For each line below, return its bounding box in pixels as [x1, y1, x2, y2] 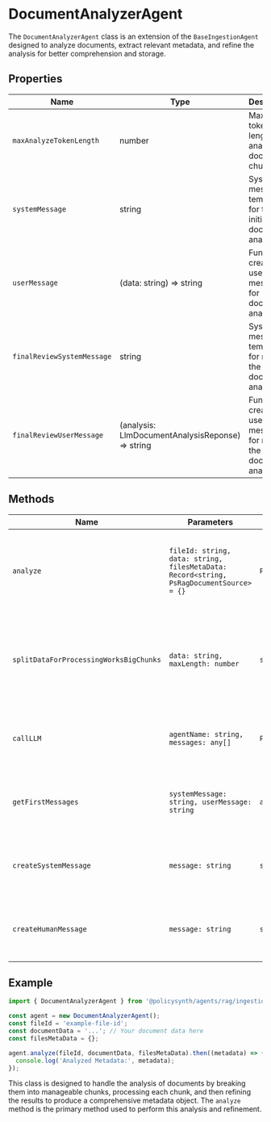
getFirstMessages [12, 797, 79, 806]
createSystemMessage [12, 860, 91, 870]
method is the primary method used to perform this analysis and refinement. [8, 1104, 262, 1114]
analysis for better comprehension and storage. [8, 48, 167, 58]
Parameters [187, 516, 234, 527]
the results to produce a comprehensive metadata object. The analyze [8, 1095, 241, 1106]
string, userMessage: [169, 797, 252, 806]
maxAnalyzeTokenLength [12, 136, 99, 145]
